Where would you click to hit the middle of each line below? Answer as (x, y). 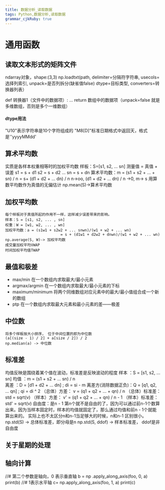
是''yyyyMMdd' (21, 137)
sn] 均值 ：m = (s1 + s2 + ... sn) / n (40, 378)
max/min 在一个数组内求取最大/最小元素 (53, 280)
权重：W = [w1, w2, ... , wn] (35, 225)
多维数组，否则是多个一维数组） (38, 106)
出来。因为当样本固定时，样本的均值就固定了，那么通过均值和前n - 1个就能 (81, 410)
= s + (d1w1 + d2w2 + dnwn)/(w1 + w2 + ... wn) (110, 235)
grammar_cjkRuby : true (28, 19)
